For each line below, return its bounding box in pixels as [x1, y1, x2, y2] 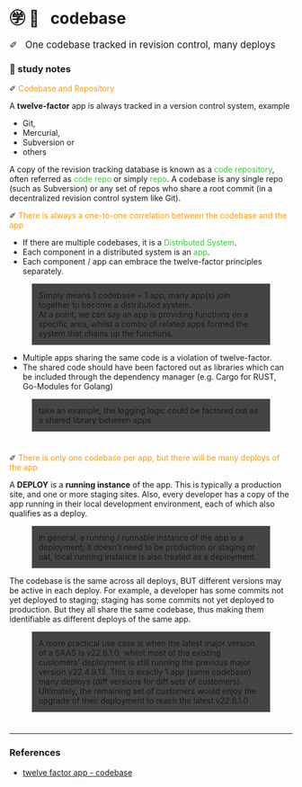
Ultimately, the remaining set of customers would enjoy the [39, 685, 257, 697]
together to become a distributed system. [39, 300, 192, 310]
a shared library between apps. [39, 415, 155, 425]
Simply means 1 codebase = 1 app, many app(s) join [39, 290, 231, 301]
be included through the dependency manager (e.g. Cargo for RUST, [22, 371, 277, 382]
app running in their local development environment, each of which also [9, 498, 276, 509]
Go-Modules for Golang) [22, 381, 114, 392]
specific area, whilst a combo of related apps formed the [39, 318, 249, 329]
